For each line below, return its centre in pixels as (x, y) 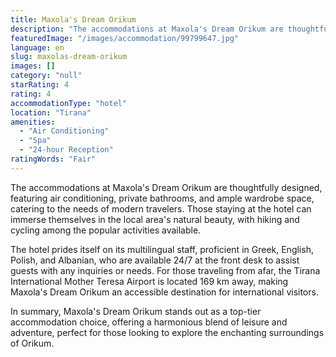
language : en (37, 47)
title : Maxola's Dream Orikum (73, 19)
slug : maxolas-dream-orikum (69, 57)
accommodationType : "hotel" (69, 103)
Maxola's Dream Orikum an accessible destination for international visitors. (164, 292)
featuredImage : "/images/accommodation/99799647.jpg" (125, 38)
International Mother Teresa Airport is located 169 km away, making (149, 281)
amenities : (33, 122)
